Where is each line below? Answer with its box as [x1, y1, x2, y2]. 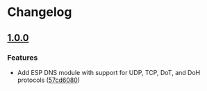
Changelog [7, 4, 72, 20]
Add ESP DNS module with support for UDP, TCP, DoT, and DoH [17, 68, 201, 76]
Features [7, 53, 38, 63]
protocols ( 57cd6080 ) [17, 76, 81, 84]
